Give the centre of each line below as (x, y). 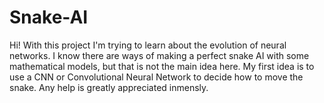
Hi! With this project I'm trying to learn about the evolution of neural (148, 45)
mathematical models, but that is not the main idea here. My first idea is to (162, 66)
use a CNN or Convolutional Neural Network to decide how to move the (156, 77)
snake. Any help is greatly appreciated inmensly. (109, 87)
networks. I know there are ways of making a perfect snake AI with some (159, 55)
